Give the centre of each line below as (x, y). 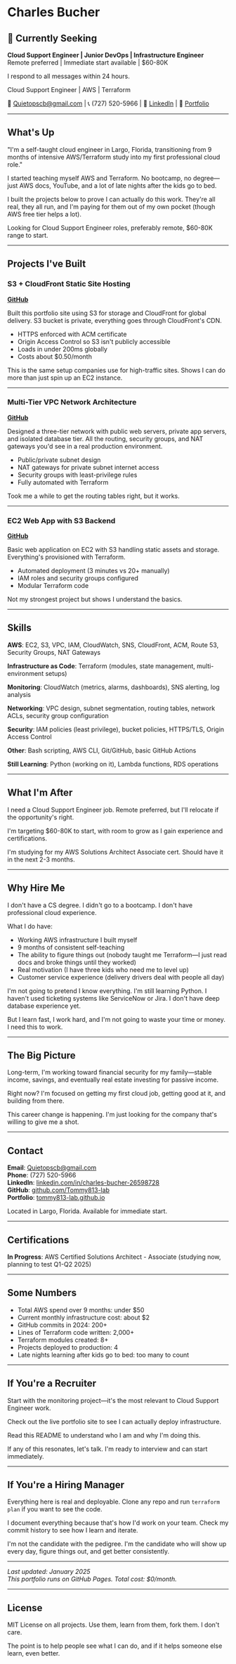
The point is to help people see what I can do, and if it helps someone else (115, 1646)
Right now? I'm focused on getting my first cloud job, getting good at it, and (117, 1094)
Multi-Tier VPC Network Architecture (72, 402)
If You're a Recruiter (52, 1384)
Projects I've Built (47, 264)
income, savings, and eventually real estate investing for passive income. (113, 1080)
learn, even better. (34, 1653)
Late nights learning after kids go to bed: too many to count (103, 1355)
